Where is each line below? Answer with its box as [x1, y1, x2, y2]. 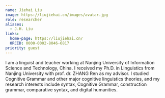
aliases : [5, 21, 24, 27]
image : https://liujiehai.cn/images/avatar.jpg [5, 12, 108, 17]
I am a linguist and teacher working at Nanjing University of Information [5, 59, 155, 65]
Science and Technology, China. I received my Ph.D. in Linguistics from [5, 65, 155, 71]
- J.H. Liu [10, 27, 33, 32]
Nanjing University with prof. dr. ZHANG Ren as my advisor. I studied [5, 70, 149, 77]
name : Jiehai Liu [5, 7, 42, 13]
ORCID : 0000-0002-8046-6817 [10, 41, 70, 46]
